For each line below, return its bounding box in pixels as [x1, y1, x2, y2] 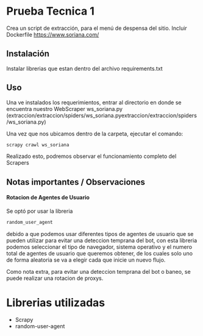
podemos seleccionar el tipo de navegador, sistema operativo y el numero [6, 243, 193, 251]
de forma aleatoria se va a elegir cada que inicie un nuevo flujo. [6, 256, 166, 263]
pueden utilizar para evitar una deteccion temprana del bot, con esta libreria [6, 237, 198, 244]
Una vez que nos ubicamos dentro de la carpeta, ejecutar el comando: [6, 130, 183, 137]
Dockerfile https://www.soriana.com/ [6, 30, 99, 38]
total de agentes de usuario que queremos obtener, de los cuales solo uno [6, 249, 193, 257]
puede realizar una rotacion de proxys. [6, 274, 104, 282]
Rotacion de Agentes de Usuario [6, 194, 90, 201]
